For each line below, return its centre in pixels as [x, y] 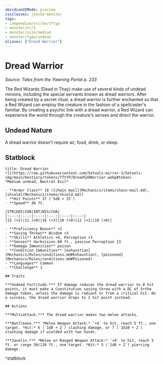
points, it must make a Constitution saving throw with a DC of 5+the [78, 289]
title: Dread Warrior [27, 169]
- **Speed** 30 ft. [25, 203]
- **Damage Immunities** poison [38, 246]
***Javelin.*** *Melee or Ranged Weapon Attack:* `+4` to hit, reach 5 [79, 341]
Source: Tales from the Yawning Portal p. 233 [51, 79]
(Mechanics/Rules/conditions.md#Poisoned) [49, 259]
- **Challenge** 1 [24, 268]
